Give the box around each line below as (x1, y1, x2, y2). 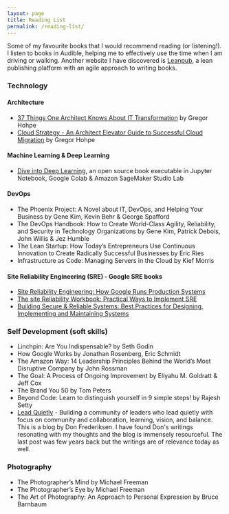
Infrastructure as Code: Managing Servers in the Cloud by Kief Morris (17, 256, 215, 264)
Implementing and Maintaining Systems (17, 310, 129, 318)
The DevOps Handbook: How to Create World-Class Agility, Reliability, (17, 219, 217, 228)
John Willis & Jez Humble (17, 234, 89, 242)
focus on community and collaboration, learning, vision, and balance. (17, 415, 213, 424)
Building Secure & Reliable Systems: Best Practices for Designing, (17, 302, 204, 310)
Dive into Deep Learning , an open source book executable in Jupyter (17, 166, 212, 175)
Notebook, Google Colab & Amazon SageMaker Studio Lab (17, 174, 184, 182)
